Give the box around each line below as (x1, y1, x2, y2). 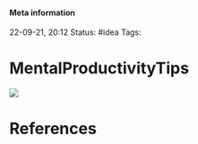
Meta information (9, 7, 76, 18)
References (9, 119, 97, 139)
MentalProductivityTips (9, 58, 190, 79)
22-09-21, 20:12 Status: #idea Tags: (9, 27, 142, 38)
